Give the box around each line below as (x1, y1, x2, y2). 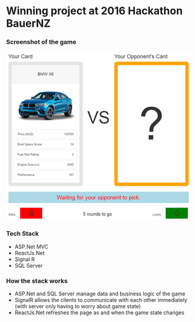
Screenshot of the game (6, 38, 77, 46)
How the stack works (6, 276, 68, 285)
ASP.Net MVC (14, 243, 49, 250)
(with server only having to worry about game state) (14, 303, 141, 310)
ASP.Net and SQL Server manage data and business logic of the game (14, 290, 186, 297)
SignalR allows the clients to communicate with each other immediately (14, 297, 187, 304)
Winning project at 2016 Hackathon (6, 4, 183, 18)
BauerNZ (6, 17, 51, 30)
